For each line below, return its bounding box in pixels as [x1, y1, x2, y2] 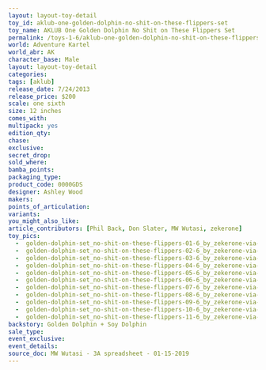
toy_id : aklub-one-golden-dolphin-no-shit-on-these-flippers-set [8, 19, 228, 27]
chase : [8, 136, 30, 145]
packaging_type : [8, 173, 62, 182]
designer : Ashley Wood [8, 187, 83, 196]
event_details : [8, 342, 59, 350]
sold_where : [8, 159, 47, 167]
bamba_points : [8, 166, 55, 174]
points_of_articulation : [8, 202, 90, 210]
